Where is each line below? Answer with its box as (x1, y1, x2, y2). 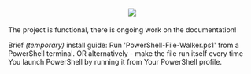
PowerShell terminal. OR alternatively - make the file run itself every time (8, 48, 244, 58)
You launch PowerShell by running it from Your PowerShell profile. (8, 57, 223, 66)
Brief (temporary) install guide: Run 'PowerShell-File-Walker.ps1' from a (8, 40, 240, 50)
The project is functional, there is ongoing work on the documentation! (8, 24, 237, 35)
